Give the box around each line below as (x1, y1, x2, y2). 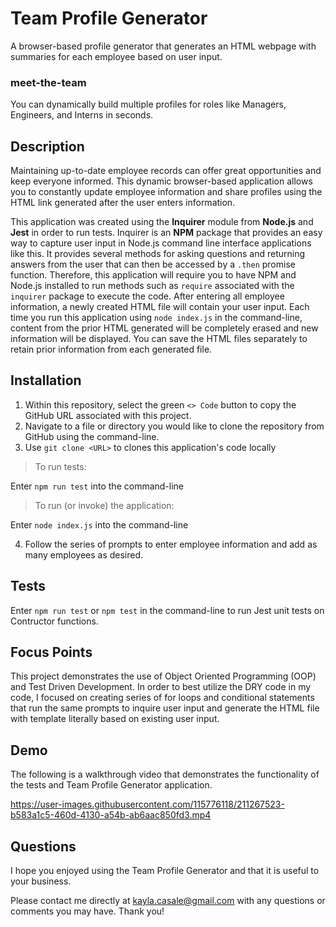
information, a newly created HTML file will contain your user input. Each (10, 301, 310, 313)
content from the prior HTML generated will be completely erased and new (10, 322, 319, 334)
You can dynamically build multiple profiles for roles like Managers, (10, 98, 287, 111)
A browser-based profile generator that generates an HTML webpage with (10, 40, 317, 52)
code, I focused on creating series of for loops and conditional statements (10, 692, 315, 704)
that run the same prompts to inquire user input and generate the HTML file (10, 702, 320, 714)
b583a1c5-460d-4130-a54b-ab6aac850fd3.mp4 (10, 809, 212, 821)
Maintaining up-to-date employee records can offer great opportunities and (10, 165, 322, 177)
